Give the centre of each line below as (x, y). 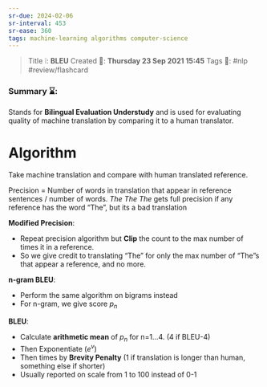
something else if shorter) (63, 365)
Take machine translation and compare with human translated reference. (128, 175)
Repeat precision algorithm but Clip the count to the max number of (131, 238)
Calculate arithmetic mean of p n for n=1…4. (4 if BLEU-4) (115, 338)
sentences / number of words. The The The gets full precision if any (121, 199)
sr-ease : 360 (30, 31)
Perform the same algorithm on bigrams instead (99, 295)
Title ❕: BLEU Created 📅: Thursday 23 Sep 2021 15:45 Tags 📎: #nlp (138, 61)
